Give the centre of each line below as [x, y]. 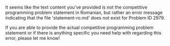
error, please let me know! [33, 38]
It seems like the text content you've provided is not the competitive [76, 7]
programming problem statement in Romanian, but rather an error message [84, 12]
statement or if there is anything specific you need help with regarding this [83, 33]
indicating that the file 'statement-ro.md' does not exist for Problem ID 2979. [85, 18]
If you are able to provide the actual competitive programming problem [79, 27]
